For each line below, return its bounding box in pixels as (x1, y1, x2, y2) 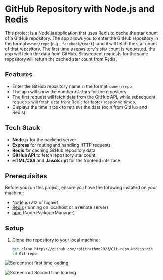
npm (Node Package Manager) (12, 210, 75, 216)
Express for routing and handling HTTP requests (12, 142, 111, 148)
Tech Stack (5, 124, 40, 132)
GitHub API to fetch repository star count (12, 152, 96, 158)
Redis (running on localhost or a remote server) (12, 204, 108, 210)
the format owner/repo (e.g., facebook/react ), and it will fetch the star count (5, 40, 157, 46)
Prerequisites (5, 172, 47, 180)
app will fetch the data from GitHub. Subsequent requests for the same (5, 51, 148, 57)
